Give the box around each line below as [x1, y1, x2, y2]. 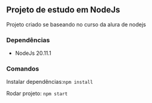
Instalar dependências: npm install [6, 78, 93, 86]
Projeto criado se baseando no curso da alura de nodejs [6, 20, 147, 28]
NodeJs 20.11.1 [15, 49, 51, 57]
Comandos [6, 64, 39, 73]
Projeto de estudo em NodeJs [6, 5, 121, 15]
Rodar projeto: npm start [6, 90, 68, 97]
